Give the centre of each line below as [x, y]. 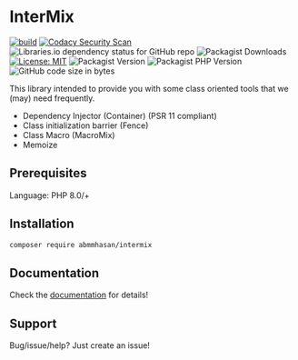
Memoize [40, 145]
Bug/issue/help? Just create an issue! [79, 345]
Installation [42, 224]
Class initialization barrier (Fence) [85, 125]
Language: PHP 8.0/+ [50, 195]
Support [33, 323]
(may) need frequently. [52, 98]
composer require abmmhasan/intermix [81, 245]
